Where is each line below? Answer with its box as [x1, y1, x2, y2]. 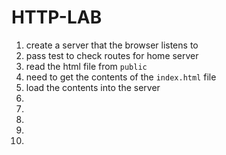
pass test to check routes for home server [25, 49, 199, 61]
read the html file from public [25, 60, 148, 72]
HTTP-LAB [11, 6, 103, 29]
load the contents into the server [25, 81, 161, 93]
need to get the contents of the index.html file [25, 71, 217, 83]
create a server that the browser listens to [25, 39, 199, 51]
